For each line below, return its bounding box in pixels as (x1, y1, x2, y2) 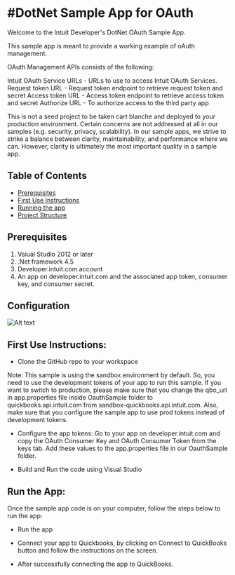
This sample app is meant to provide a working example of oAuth (7, 41, 195, 50)
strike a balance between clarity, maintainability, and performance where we (7, 135, 228, 143)
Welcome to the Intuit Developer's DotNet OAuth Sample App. (7, 28, 186, 36)
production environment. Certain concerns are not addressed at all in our (7, 119, 219, 128)
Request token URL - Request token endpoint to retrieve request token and (7, 83, 223, 92)
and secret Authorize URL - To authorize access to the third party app (7, 98, 209, 107)
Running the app (17, 203, 65, 212)
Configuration (7, 299, 70, 311)
